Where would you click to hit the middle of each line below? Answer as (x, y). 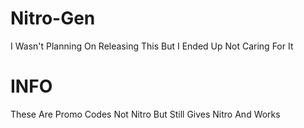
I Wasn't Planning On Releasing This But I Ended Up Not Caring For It (152, 46)
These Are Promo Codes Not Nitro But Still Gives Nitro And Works (145, 114)
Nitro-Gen (53, 18)
